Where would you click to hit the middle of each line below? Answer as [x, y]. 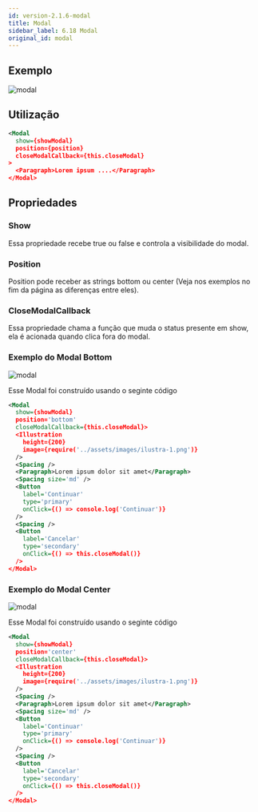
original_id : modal [41, 38]
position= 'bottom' [46, 420]
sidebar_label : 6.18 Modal [53, 30]
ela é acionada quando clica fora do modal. [79, 336]
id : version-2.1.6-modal [50, 16]
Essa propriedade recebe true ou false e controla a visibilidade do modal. [129, 243]
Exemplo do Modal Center [60, 589]
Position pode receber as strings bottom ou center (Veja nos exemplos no [129, 281]
